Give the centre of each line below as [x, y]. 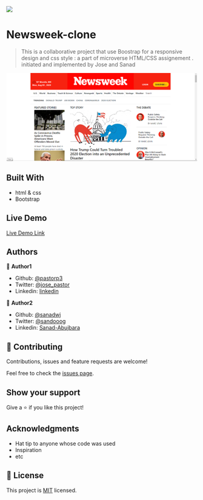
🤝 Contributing [35, 347]
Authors [22, 252]
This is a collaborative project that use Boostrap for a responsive [102, 51]
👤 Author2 [20, 303]
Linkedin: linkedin [37, 291]
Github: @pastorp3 [39, 278]
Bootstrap [27, 199]
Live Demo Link [26, 233]
